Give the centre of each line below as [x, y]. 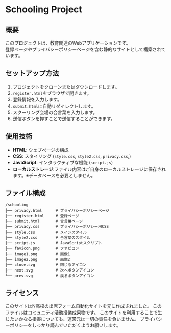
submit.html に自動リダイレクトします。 [54, 106]
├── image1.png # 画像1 [38, 254]
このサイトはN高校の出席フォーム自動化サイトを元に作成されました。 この [84, 306]
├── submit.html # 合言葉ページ [44, 221]
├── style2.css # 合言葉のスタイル [48, 238]
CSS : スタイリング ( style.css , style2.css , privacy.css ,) [72, 156]
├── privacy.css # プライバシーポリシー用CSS [57, 227]
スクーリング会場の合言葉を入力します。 [55, 112]
